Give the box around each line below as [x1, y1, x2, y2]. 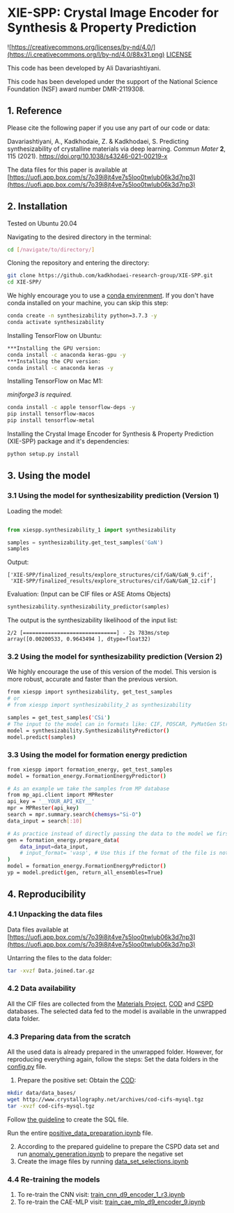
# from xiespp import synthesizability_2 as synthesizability [7, 702, 192, 709]
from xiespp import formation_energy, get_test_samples [7, 766, 173, 773]
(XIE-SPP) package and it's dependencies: [7, 437, 130, 446]
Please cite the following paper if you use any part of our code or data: [7, 124, 210, 132]
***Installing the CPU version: [7, 358, 101, 365]
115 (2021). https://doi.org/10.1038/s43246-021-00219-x [7, 152, 168, 160]
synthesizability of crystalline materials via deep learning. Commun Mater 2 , [7, 145, 226, 153]
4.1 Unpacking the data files [7, 909, 103, 919]
